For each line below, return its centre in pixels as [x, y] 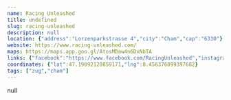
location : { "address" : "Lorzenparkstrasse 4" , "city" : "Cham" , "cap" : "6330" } [115, 39]
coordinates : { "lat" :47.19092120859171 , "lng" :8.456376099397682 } [102, 64]
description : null [33, 33]
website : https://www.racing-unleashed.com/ [72, 45]
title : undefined [32, 20]
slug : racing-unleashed [41, 26]
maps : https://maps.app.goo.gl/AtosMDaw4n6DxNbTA [80, 52]
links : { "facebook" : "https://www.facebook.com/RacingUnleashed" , [102, 58]
